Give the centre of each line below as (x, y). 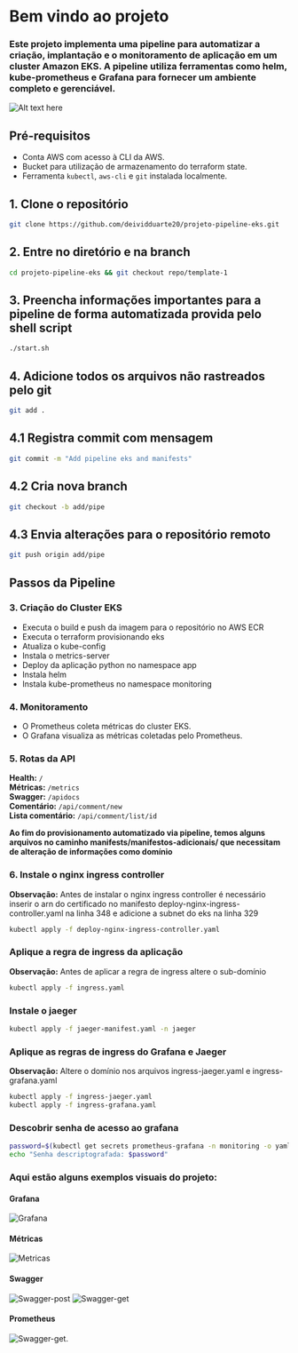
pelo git (30, 390)
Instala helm (44, 674)
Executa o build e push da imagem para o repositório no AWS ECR (143, 627)
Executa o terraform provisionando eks (93, 636)
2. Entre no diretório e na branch (100, 252)
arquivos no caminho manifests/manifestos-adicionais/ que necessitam (145, 842)
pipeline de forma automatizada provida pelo (135, 314)
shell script (41, 328)
